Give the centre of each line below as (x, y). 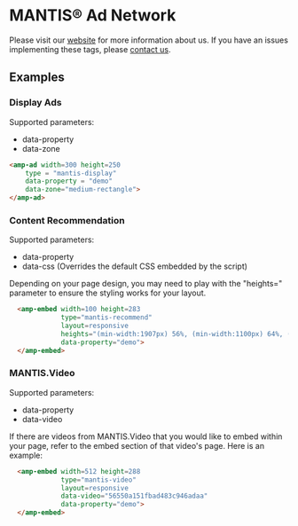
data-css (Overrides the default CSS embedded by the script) (135, 266)
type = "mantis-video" (99, 480)
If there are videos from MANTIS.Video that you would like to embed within (146, 436)
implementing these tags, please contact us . (90, 49)
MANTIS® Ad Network (93, 16)
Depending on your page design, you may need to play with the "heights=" (146, 284)
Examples (37, 78)
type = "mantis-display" (71, 173)
